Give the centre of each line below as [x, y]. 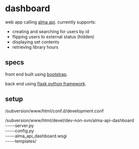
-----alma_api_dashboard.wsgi [36, 136]
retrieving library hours [35, 47]
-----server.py [20, 126]
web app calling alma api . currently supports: [51, 22]
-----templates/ [21, 141]
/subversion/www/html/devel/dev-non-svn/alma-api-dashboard [70, 120]
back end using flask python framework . [46, 84]
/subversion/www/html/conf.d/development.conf [54, 111]
